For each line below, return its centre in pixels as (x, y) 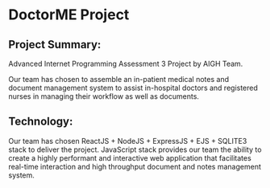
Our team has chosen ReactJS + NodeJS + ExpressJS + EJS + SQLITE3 (128, 141)
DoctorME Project (69, 15)
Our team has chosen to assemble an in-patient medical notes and (119, 79)
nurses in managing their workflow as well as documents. (104, 96)
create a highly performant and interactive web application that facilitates (130, 157)
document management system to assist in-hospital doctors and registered (133, 88)
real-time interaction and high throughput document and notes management (135, 166)
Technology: (41, 122)
